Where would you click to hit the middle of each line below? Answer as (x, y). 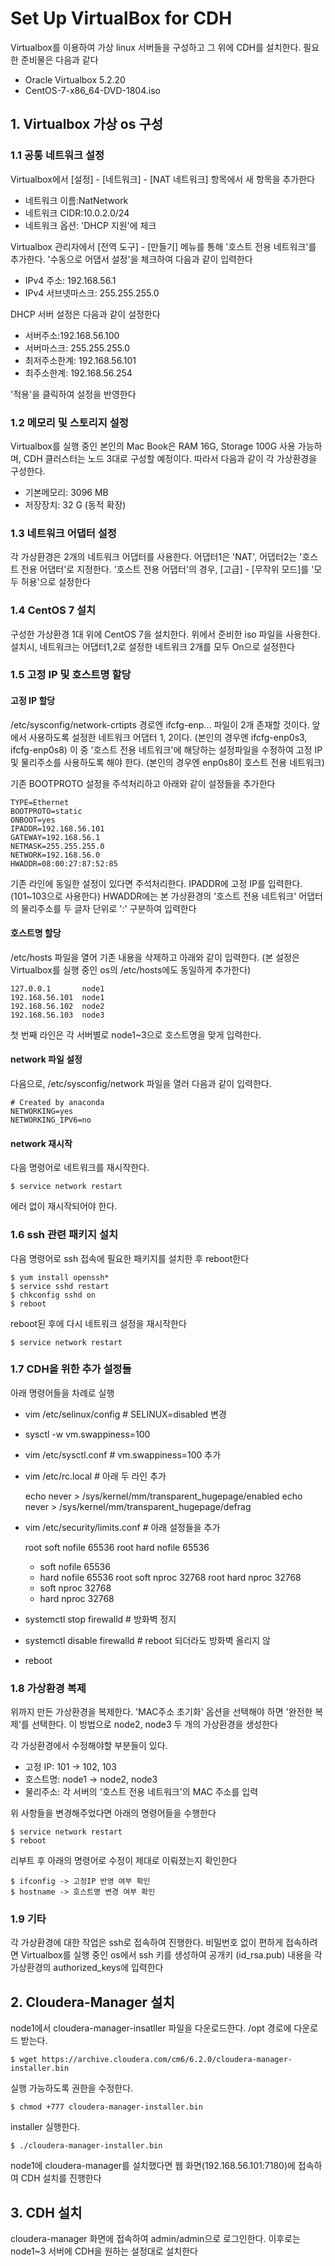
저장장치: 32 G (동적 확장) (75, 504)
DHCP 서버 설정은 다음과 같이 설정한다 (85, 314)
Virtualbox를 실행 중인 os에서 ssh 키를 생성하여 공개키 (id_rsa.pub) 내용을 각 (171, 1955)
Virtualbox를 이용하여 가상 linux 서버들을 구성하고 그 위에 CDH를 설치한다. (156, 47)
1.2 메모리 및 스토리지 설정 (69, 422)
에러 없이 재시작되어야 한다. (64, 1206)
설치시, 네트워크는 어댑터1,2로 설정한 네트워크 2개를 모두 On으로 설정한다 (152, 646)
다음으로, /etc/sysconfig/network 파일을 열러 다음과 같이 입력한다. (141, 1084)
